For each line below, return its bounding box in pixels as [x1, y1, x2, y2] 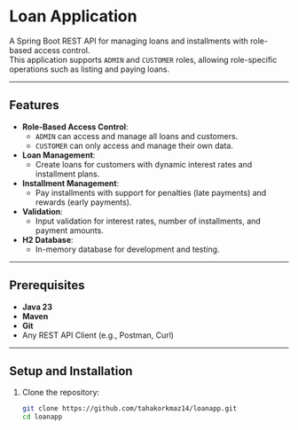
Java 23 [21, 301, 53, 312]
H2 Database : [21, 234, 74, 245]
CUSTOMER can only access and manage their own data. [35, 140, 233, 151]
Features [9, 98, 59, 113]
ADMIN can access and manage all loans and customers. [35, 130, 239, 141]
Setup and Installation [9, 364, 133, 379]
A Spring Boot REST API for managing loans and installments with [9, 35, 248, 46]
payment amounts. [35, 224, 104, 236]
